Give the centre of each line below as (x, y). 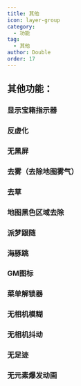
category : (21, 26)
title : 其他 (23, 14)
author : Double (29, 53)
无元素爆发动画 (32, 376)
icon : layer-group (34, 20)
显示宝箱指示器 (32, 111)
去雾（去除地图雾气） (43, 171)
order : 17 (21, 59)
